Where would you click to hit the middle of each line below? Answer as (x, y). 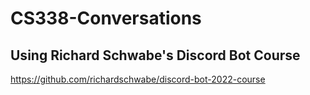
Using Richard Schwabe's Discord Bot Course (155, 55)
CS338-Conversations (106, 18)
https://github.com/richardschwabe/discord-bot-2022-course (138, 79)
